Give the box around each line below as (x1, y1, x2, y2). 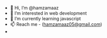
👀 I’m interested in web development (10, 10, 87, 16)
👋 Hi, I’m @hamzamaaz (10, 5, 59, 11)
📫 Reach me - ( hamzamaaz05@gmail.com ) (10, 21, 102, 27)
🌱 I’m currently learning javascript (10, 16, 81, 21)
